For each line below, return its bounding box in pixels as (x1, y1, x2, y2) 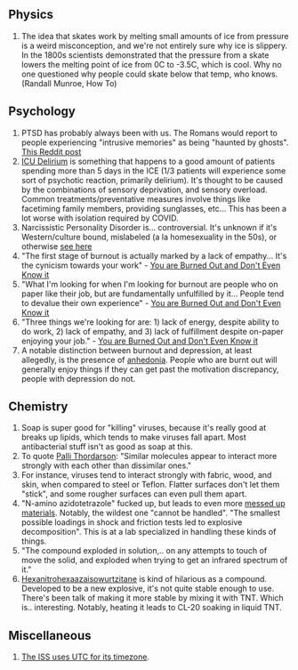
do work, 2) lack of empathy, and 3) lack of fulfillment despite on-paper (20, 326, 284, 336)
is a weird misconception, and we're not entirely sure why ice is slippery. (20, 40, 288, 51)
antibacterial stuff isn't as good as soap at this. (20, 441, 193, 452)
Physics (8, 7, 54, 22)
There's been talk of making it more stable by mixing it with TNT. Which (20, 593, 284, 603)
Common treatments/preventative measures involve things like (20, 193, 251, 204)
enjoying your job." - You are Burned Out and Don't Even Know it (20, 335, 259, 346)
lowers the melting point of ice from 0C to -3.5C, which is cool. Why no (20, 59, 282, 69)
